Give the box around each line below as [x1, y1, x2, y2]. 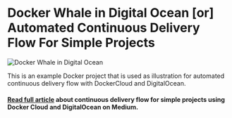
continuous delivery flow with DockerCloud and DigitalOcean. [7, 79, 186, 87]
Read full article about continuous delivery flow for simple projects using [7, 95, 226, 103]
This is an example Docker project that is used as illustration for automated [7, 72, 225, 80]
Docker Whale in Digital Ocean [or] [7, 5, 214, 21]
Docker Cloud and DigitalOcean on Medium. [7, 103, 139, 111]
